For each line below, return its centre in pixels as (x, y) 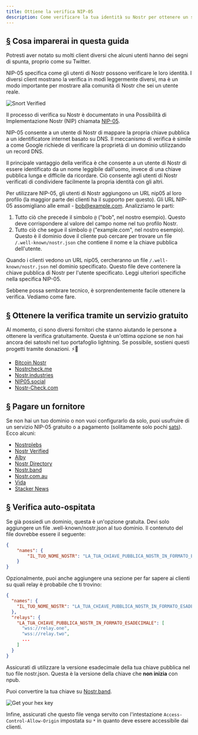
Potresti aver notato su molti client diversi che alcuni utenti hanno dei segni (97, 55)
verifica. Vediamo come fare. (41, 297)
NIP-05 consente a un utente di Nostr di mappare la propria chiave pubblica (98, 133)
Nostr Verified (32, 451)
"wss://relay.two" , (45, 634)
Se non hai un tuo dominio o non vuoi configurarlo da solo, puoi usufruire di (98, 420)
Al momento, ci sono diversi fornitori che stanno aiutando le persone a (91, 330)
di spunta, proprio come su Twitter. (49, 62)
